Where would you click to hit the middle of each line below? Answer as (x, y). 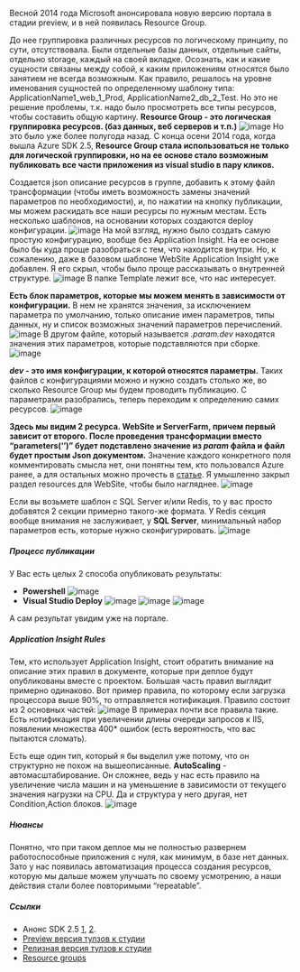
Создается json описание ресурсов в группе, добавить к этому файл (142, 182)
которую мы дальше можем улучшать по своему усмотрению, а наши (145, 875)
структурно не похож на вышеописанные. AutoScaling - (118, 765)
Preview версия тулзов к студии (84, 939)
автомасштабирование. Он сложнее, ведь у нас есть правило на (135, 774)
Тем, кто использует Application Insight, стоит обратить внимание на (142, 662)
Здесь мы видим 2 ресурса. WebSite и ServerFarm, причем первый (143, 426)
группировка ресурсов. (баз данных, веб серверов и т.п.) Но (146, 126)
